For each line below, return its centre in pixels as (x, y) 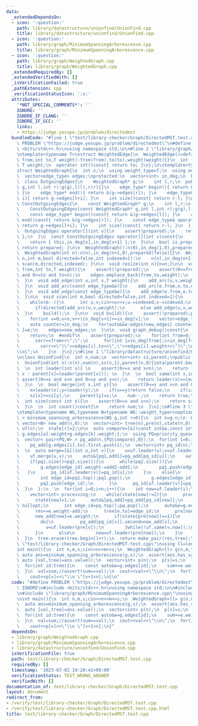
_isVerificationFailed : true (47, 83)
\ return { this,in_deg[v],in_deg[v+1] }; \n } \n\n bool (93, 242)
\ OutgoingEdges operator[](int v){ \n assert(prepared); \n (96, 231)
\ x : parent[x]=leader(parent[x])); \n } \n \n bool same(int (99, 374)
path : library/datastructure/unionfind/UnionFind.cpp (84, 28)
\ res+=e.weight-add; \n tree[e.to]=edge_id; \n (88, 511)
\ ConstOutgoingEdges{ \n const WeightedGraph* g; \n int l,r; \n (104, 204)
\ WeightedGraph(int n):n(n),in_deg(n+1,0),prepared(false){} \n (99, 253)
